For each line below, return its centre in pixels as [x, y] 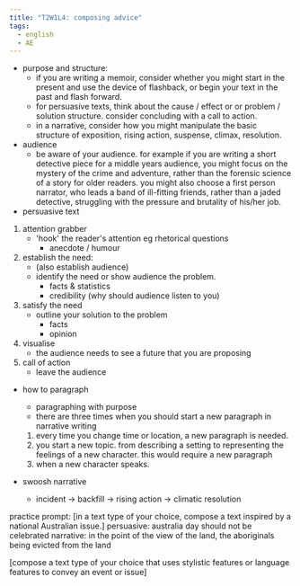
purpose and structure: [65, 68]
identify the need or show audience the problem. [126, 277]
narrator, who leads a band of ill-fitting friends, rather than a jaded [158, 192]
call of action [46, 363]
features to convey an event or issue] [78, 573]
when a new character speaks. [93, 465]
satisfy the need [52, 306]
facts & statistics [79, 286]
